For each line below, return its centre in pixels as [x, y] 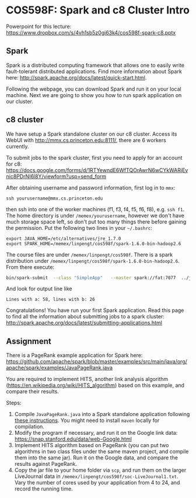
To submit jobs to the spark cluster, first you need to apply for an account [94, 157]
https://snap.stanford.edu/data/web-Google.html [73, 439]
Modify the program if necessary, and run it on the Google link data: [96, 433]
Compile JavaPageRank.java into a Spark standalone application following [102, 414]
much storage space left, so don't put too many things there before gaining [96, 221]
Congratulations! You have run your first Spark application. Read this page [95, 310]
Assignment [29, 341]
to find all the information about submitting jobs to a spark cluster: [85, 317]
